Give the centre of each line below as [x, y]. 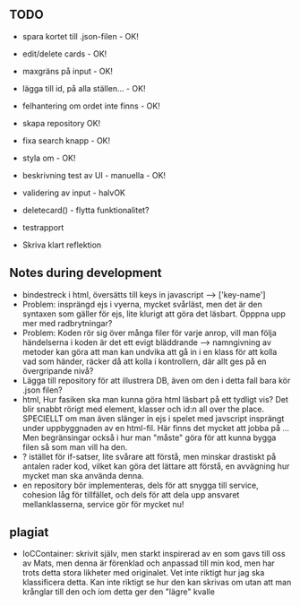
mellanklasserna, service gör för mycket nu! [103, 504]
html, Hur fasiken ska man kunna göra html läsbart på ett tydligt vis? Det [155, 399]
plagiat [29, 532]
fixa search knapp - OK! [66, 140]
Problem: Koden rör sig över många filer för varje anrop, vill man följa [150, 333]
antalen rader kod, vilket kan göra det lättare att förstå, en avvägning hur [156, 466]
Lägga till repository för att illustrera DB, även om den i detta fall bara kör [156, 380]
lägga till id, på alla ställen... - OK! [84, 88]
